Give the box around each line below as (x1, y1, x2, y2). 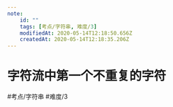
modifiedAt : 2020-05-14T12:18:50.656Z (20, 29, 133, 37)
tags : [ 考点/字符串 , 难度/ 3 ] (20, 23, 98, 30)
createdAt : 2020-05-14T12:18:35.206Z (20, 36, 130, 43)
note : (7, 10, 23, 17)
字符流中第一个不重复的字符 (7, 68, 167, 84)
